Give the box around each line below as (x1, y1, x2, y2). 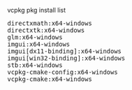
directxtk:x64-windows (7, 27, 85, 34)
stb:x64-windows (7, 61, 63, 69)
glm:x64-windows (7, 33, 63, 41)
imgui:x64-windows (7, 40, 71, 48)
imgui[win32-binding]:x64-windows (7, 54, 126, 62)
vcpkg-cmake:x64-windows (7, 75, 92, 83)
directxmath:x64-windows (7, 20, 92, 27)
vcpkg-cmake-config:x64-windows (7, 68, 118, 76)
